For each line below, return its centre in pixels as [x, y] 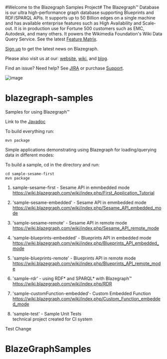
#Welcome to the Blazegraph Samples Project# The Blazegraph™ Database [82, 7]
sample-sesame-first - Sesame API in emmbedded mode [71, 187]
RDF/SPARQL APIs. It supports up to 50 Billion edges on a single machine [80, 18]
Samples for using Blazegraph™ [37, 111]
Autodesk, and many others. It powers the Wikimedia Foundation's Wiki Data [84, 34]
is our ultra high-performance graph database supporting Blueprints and [80, 12]
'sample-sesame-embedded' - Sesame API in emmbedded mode [79, 202]
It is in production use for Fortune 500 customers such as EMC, [79, 28]
